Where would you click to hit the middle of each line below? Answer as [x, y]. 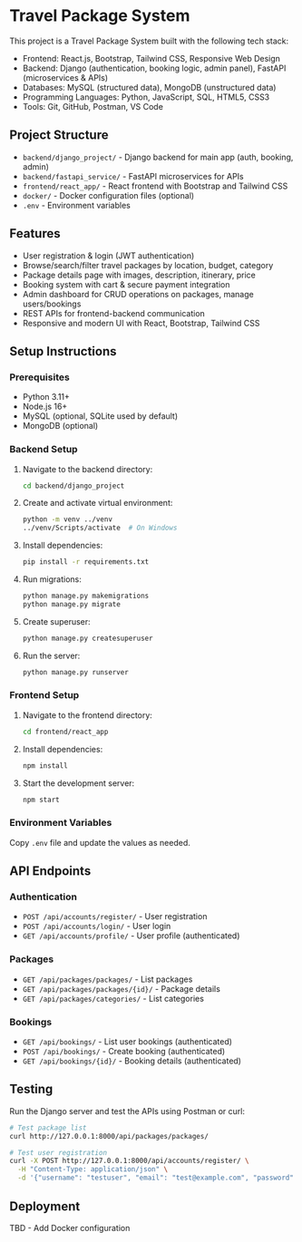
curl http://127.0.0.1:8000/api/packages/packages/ [109, 1136]
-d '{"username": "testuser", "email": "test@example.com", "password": [158, 1178]
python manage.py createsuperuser [88, 638]
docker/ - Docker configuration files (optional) [108, 195]
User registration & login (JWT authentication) [108, 256]
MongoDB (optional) [60, 426]
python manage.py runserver [75, 672]
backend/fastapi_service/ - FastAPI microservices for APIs [133, 176]
